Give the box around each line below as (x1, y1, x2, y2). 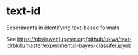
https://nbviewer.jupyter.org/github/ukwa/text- (17, 35, 132, 42)
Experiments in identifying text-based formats (6, 24, 120, 31)
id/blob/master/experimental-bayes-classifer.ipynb (6, 42, 132, 49)
